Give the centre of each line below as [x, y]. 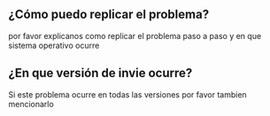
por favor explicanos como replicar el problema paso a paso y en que [135, 35]
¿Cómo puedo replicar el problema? [109, 15]
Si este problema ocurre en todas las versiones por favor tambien [127, 94]
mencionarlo [31, 104]
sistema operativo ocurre [54, 45]
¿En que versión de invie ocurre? [100, 73]
